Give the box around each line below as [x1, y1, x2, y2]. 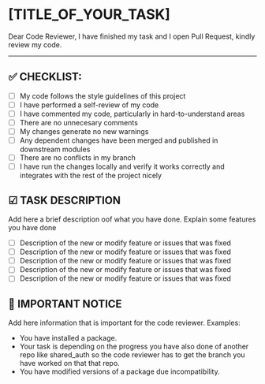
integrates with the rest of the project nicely [19, 171, 162, 181]
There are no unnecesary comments [19, 117, 138, 127]
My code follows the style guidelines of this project [19, 91, 186, 100]
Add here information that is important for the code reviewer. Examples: [8, 318, 241, 328]
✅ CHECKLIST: [8, 70, 82, 84]
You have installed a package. [19, 334, 118, 343]
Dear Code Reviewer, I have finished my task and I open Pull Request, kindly [8, 32, 256, 41]
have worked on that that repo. [19, 359, 120, 368]
